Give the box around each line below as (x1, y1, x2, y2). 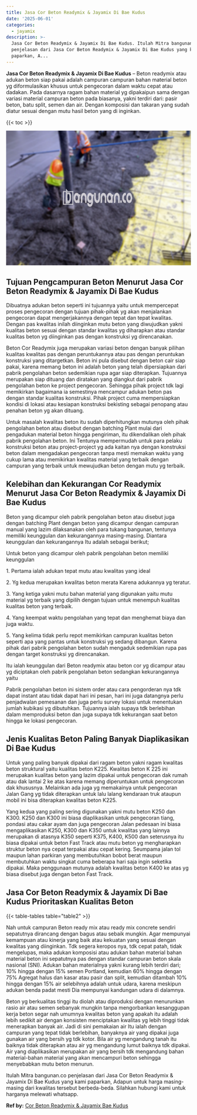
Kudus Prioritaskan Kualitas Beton (6, 897, 134, 907)
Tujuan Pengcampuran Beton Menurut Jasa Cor (6, 277, 184, 287)
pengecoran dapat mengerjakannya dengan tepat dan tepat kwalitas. (6, 314, 173, 321)
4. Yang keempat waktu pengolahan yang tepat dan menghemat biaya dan (6, 614, 186, 621)
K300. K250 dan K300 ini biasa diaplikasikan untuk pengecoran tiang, (6, 814, 175, 821)
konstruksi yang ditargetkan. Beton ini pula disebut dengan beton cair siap (6, 357, 186, 364)
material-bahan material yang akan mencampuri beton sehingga (6, 1054, 161, 1061)
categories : (6, 22, 35, 28)
